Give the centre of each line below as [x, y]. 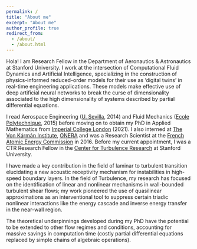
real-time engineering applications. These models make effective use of [93, 86]
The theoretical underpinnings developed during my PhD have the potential [97, 221]
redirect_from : [25, 34]
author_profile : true [33, 28]
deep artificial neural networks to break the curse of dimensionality [88, 93]
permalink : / [22, 12]
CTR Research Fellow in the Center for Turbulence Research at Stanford [93, 148]
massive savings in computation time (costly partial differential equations [95, 233]
